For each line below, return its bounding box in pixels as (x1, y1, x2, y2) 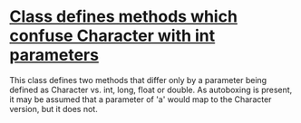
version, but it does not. (9, 103, 98, 114)
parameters (9, 45, 100, 65)
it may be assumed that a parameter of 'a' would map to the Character (9, 93, 272, 105)
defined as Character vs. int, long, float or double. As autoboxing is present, (9, 84, 293, 95)
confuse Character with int (9, 25, 216, 46)
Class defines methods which (9, 6, 238, 27)
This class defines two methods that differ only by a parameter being (9, 74, 267, 85)
